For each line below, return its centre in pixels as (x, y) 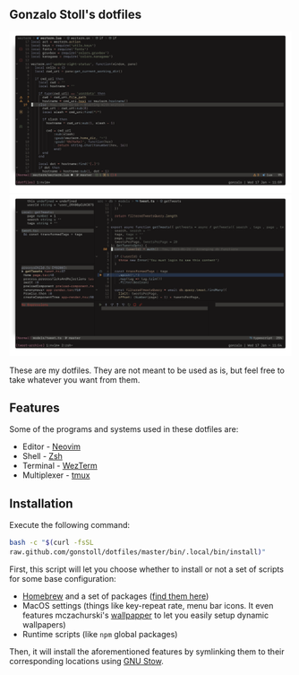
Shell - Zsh (42, 456)
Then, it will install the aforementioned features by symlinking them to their (147, 652)
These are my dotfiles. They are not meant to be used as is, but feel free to (147, 370)
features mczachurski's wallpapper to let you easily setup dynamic (145, 615)
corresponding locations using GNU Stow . (86, 662)
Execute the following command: (70, 525)
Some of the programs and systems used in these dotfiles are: (124, 429)
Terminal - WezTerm (60, 466)
